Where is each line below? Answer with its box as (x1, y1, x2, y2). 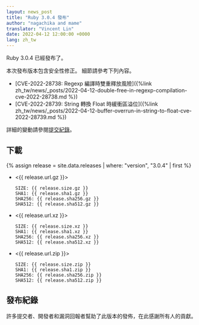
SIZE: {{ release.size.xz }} (14, 223, 89, 230)
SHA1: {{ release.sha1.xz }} (14, 228, 89, 234)
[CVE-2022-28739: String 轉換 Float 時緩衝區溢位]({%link (14, 100, 159, 108)
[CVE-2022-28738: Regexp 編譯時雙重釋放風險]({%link (14, 80, 152, 87)
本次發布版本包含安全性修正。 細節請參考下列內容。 (6, 67, 134, 74)
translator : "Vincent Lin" (6, 25, 74, 32)
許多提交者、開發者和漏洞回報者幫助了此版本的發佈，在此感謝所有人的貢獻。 (6, 312, 197, 320)
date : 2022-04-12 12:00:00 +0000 (6, 31, 90, 37)
